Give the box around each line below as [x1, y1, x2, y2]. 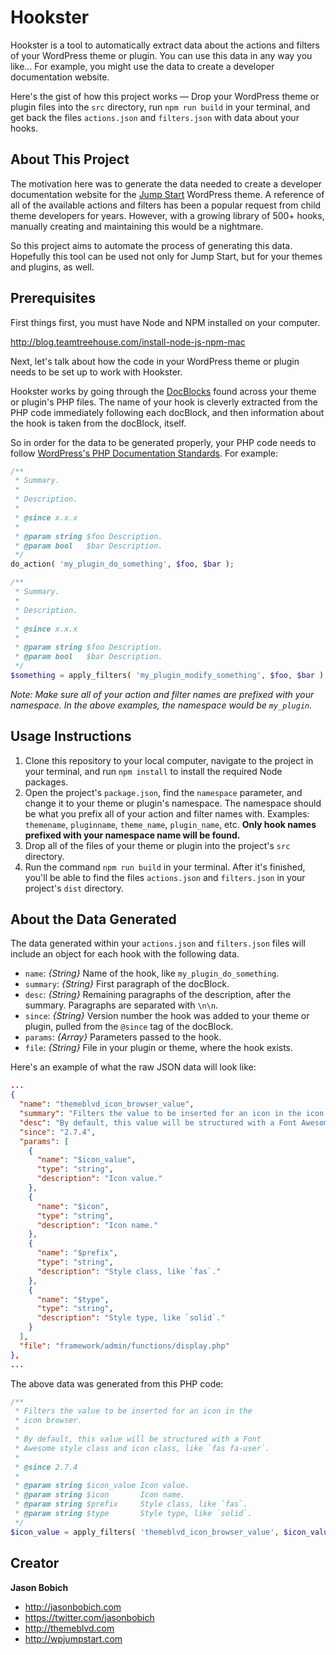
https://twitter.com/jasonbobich [24, 1611, 155, 1623]
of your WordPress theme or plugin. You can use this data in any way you [10, 49, 313, 61]
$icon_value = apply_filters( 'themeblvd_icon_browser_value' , [10, 1527, 280, 1537]
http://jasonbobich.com [24, 1601, 122, 1613]
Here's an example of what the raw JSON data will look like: [10, 1061, 257, 1073]
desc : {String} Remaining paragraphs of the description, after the [24, 989, 292, 1001]
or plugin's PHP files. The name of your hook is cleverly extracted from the [10, 396, 318, 408]
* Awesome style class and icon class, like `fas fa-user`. [14, 1443, 271, 1453]
